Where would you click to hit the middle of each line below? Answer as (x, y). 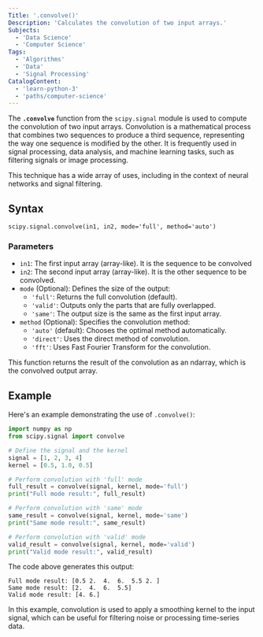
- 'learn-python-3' (47, 89)
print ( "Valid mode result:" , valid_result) (81, 552)
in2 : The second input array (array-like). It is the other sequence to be (133, 272)
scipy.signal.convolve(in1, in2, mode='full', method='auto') (112, 227)
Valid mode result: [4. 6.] (54, 595)
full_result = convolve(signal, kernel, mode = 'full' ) (98, 487)
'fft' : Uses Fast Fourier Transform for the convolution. (121, 347)
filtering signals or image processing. (68, 160)
